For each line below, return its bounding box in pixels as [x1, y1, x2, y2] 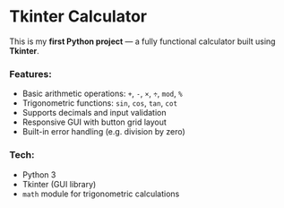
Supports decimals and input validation [22, 108, 168, 118]
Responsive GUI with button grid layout [22, 117, 168, 127]
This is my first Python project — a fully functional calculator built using [9, 36, 276, 47]
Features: [9, 67, 52, 80]
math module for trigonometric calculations [22, 188, 180, 199]
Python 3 [22, 169, 56, 180]
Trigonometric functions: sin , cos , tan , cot [22, 98, 177, 108]
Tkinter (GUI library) [22, 178, 97, 189]
